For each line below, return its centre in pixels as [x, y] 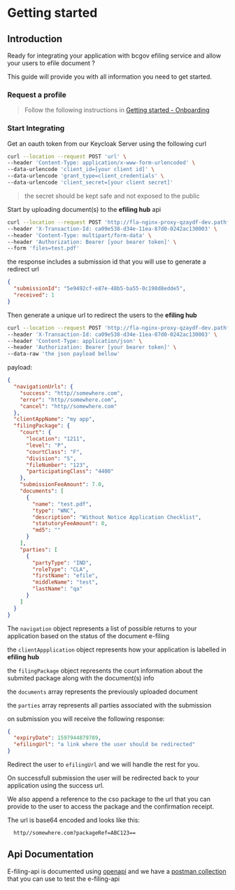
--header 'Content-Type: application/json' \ [74, 341]
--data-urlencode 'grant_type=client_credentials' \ [86, 176]
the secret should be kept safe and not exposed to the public [112, 196]
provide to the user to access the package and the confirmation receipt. [111, 807]
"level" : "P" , [47, 445]
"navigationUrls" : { [43, 387]
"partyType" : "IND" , [62, 562]
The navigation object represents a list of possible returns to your [102, 628]
